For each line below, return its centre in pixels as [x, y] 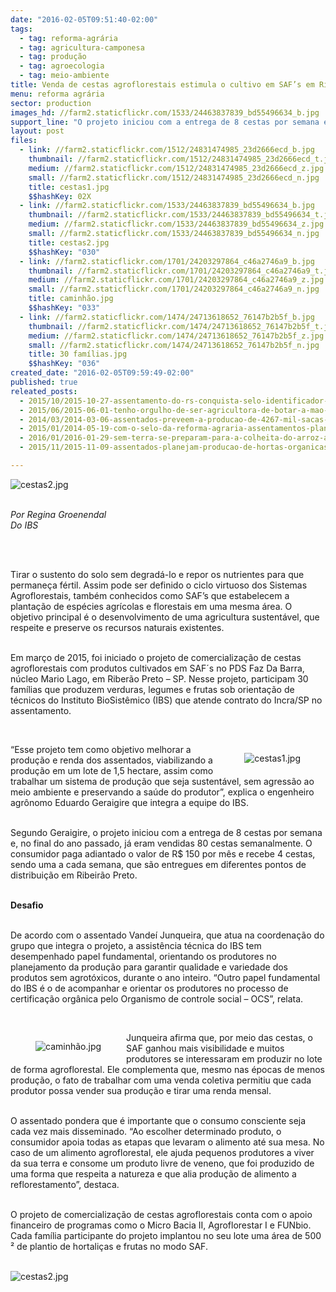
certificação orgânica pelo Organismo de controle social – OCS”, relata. [157, 998]
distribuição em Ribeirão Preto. [74, 875]
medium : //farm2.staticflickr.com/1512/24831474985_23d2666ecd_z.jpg [176, 168]
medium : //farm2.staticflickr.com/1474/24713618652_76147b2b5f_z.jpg [176, 336]
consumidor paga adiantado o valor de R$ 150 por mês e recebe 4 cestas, [163, 853]
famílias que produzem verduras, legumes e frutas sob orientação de [152, 689]
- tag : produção [53, 57]
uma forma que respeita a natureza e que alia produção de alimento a [153, 1173]
